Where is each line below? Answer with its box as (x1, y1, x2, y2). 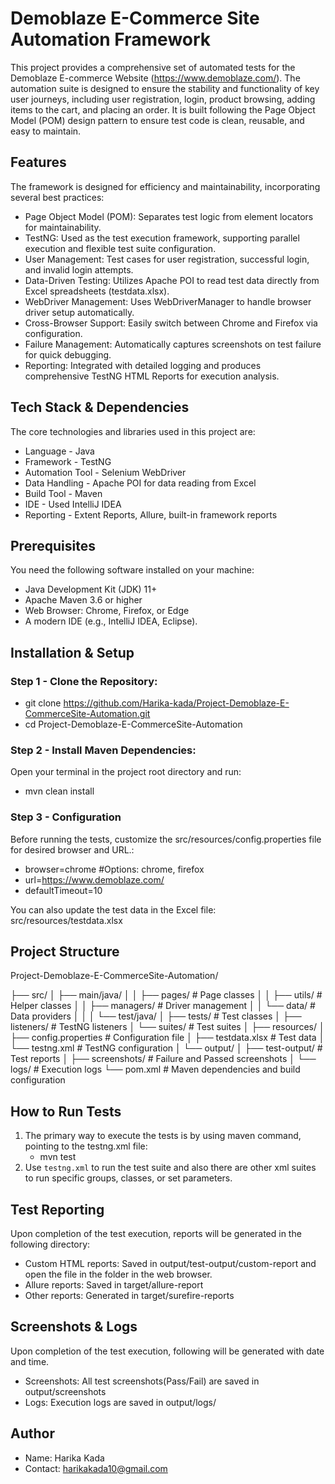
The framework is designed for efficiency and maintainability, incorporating (10, 180, 321, 192)
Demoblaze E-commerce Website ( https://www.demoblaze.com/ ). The (10, 72, 301, 84)
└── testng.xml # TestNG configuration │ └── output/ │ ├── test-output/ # (10, 1042, 323, 1054)
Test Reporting (10, 1201, 105, 1218)
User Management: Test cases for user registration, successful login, (24, 253, 310, 265)
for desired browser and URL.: (10, 843, 135, 856)
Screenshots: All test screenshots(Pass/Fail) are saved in (24, 1375, 260, 1387)
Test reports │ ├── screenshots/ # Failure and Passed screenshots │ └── (10, 1053, 317, 1065)
